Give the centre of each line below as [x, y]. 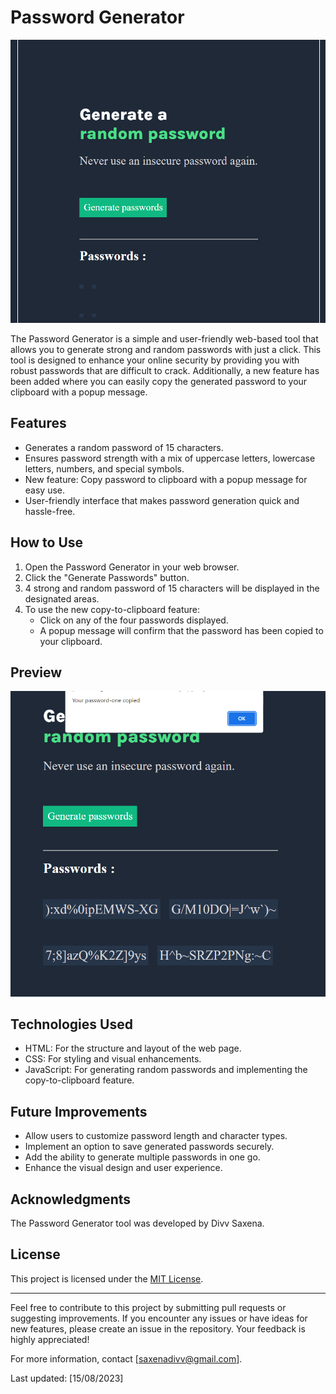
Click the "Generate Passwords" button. [107, 577]
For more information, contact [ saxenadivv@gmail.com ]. [126, 1358]
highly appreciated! [50, 1339]
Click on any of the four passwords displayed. [134, 620]
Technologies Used [71, 1024]
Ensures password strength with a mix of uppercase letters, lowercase [170, 458]
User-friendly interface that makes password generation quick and [162, 500]
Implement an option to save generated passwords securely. [149, 1147]
